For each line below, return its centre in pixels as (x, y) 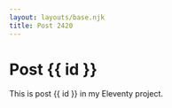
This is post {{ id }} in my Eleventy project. (86, 94)
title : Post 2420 (41, 26)
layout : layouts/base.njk (57, 17)
